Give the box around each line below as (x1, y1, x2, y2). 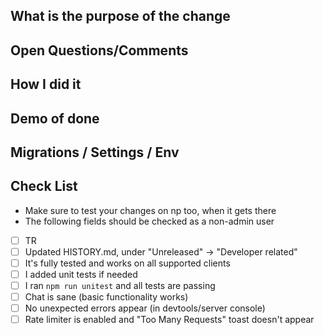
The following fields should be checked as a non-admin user (24, 215, 275, 227)
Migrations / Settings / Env (10, 144, 180, 161)
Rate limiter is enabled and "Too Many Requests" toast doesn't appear (24, 314, 315, 326)
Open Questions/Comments (10, 42, 189, 59)
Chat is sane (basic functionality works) (24, 291, 189, 303)
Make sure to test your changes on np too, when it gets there (24, 204, 277, 216)
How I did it (10, 76, 82, 93)
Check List (10, 178, 78, 195)
